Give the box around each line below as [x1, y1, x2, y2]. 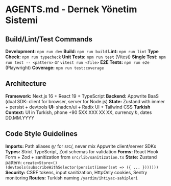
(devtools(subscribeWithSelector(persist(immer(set [5, 165, 117, 170]
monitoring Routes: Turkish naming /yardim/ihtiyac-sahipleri [5, 175, 138, 181]
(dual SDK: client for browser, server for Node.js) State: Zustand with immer [5, 98, 165, 104]
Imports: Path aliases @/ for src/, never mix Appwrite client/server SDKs [5, 143, 157, 149]
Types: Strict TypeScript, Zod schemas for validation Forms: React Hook [5, 148, 159, 154]
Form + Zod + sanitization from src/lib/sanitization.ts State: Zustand [5, 154, 157, 160]
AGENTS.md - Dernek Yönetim [5, 4, 137, 15]
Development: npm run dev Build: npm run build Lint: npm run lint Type [5, 49, 159, 54]
